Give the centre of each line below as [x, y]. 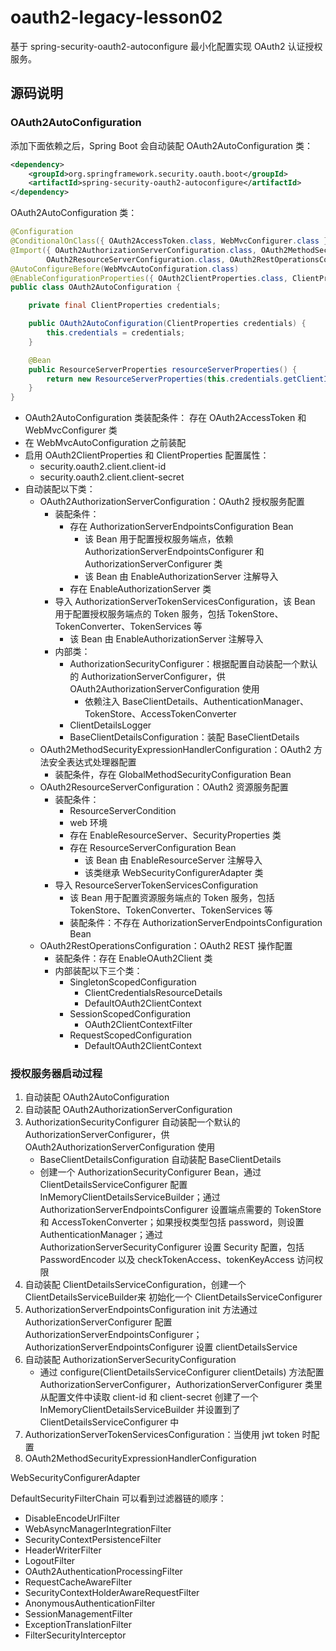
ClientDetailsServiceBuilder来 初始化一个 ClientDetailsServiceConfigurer [173, 1297]
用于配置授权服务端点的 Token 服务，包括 [140, 614]
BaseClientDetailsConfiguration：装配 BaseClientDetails [184, 737]
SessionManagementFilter [78, 1614]
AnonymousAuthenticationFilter [90, 1603]
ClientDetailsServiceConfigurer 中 [109, 1422]
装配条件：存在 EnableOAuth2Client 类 [133, 958]
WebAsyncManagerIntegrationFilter [98, 1529]
